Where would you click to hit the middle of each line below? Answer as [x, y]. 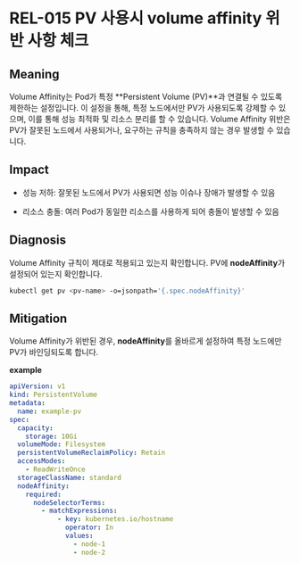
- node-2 [89, 552]
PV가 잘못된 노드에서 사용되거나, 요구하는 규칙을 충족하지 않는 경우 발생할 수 [142, 130]
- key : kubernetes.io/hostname [115, 519]
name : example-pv [50, 411]
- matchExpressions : [79, 511]
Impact [29, 170]
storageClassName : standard [70, 477]
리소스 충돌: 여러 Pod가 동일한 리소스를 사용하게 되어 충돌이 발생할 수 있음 [150, 211]
